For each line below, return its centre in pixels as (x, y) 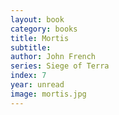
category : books (44, 29)
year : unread (37, 85)
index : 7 (28, 76)
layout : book (37, 19)
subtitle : (31, 47)
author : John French (53, 57)
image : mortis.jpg (48, 94)
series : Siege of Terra (60, 66)
